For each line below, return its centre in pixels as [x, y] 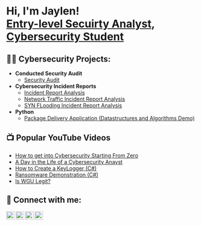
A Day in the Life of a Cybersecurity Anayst [69, 162]
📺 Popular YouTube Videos [58, 138]
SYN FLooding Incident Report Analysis [73, 105]
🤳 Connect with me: [44, 200]
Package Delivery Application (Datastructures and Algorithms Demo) [109, 118]
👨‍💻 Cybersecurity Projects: [59, 59]
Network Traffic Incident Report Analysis [75, 99]
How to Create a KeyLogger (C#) [56, 168]
